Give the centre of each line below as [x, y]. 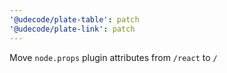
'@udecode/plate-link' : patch [72, 29]
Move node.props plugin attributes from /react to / [113, 57]
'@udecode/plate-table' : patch [74, 19]
